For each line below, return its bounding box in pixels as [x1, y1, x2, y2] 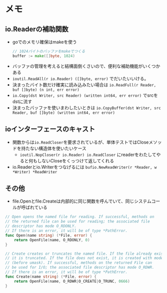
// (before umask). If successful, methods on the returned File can [5, 260, 153, 265]
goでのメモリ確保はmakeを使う [12, 39, 77, 45]
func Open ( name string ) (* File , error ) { [5, 233, 92, 238]
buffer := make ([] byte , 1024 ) [12, 53, 76, 59]
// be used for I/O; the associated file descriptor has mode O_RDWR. [5, 265, 155, 270]
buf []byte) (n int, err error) [12, 87, 80, 92]
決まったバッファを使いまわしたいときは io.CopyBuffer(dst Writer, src [12, 104, 161, 111]
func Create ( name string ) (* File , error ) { [5, 274, 97, 279]
